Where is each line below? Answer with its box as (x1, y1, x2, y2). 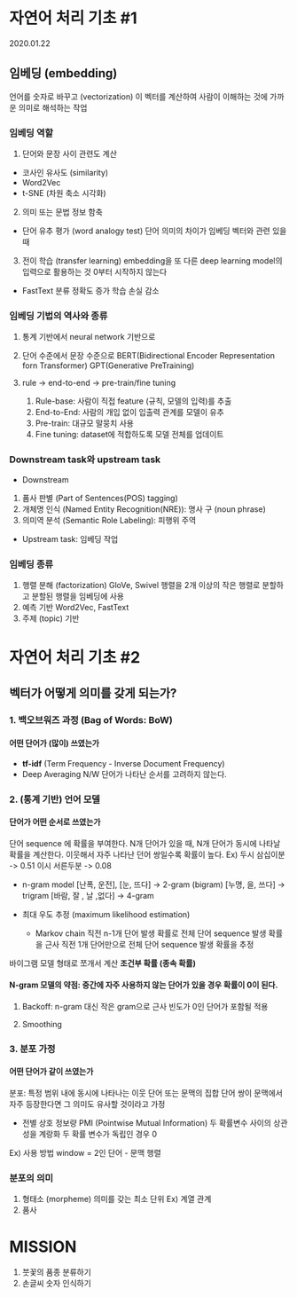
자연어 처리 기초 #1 (9, 8, 137, 28)
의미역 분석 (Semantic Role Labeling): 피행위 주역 (21, 515, 197, 525)
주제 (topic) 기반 (21, 613, 80, 624)
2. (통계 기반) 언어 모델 (9, 793, 100, 806)
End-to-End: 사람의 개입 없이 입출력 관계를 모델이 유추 (35, 407, 224, 418)
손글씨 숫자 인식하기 (21, 1278, 91, 1289)
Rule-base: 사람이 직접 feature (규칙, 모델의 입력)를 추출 (35, 396, 232, 406)
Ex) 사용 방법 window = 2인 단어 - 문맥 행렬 (9, 1148, 161, 1159)
